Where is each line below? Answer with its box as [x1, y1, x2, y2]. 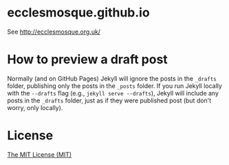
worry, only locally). [7, 103, 63, 111]
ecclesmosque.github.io [7, 5, 150, 21]
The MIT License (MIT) [7, 150, 72, 159]
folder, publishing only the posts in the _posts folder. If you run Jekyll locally [7, 81, 222, 90]
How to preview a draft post [7, 52, 168, 67]
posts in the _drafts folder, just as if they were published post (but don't [7, 96, 212, 104]
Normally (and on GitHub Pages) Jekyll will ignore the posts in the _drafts [7, 74, 217, 82]
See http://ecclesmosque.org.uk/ [7, 27, 101, 36]
